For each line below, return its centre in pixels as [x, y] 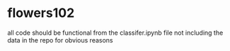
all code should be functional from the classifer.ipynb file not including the [115, 33]
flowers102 [41, 13]
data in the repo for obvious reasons [60, 40]
